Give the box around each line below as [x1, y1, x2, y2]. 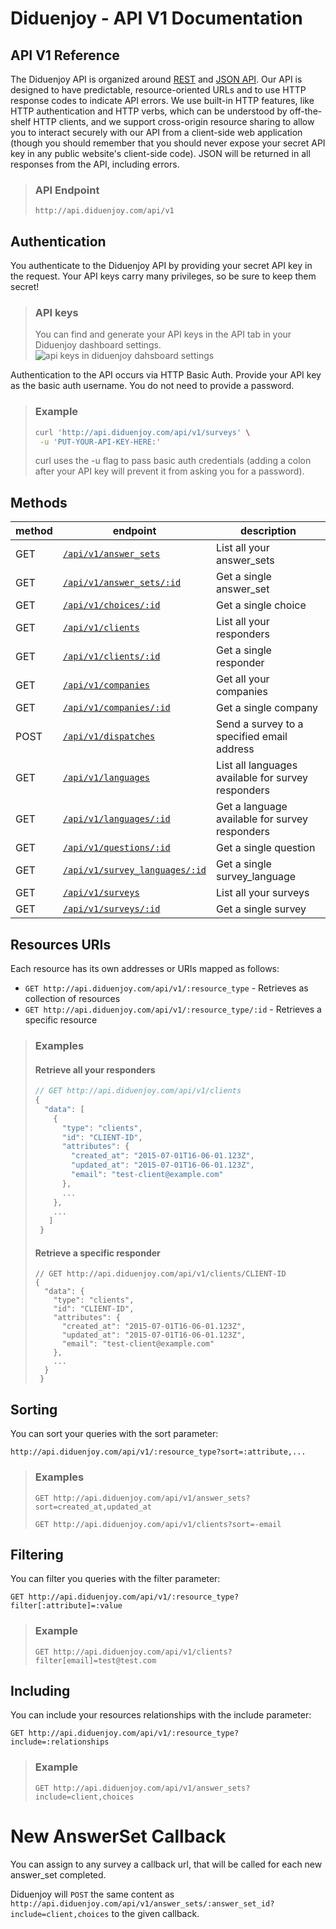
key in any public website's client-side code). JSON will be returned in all [10, 148, 311, 159]
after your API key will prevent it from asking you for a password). [34, 465, 305, 477]
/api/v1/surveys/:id [62, 903, 161, 915]
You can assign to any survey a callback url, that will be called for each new [10, 1858, 323, 1870]
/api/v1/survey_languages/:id [62, 865, 207, 876]
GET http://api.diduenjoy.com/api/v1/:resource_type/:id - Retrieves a [24, 1003, 322, 1016]
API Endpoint [34, 183, 100, 197]
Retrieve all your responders [34, 1063, 156, 1076]
